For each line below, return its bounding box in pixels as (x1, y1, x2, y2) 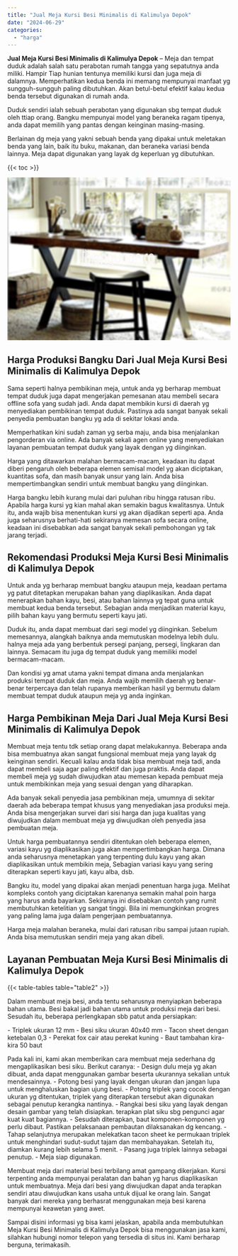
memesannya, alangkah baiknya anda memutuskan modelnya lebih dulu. (7, 632, 220, 641)
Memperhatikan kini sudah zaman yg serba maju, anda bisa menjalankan (7, 428, 220, 436)
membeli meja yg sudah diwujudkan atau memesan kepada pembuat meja (7, 772, 224, 781)
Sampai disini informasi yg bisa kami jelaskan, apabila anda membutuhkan (7, 1218, 224, 1227)
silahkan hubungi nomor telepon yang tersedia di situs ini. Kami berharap (7, 1233, 220, 1242)
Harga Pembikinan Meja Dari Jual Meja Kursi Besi (7, 712, 229, 724)
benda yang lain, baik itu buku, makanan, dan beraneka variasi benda (7, 142, 210, 150)
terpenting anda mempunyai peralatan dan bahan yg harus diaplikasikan (7, 1174, 218, 1183)
